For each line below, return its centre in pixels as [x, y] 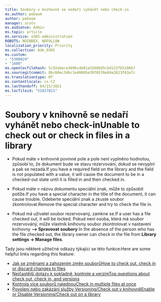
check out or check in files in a [67, 135]
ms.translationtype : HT [29, 77]
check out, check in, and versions [46, 279]
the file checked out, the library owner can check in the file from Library [84, 234]
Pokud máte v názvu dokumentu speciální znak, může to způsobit [78, 189]
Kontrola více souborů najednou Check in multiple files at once [74, 284]
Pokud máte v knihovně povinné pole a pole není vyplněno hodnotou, [81, 159]
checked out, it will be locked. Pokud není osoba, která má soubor [78, 219]
